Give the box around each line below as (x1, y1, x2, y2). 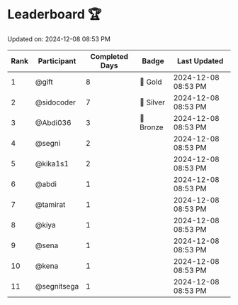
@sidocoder (35, 97, 76, 107)
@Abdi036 (35, 117, 72, 127)
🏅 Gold (139, 77, 162, 87)
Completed (90, 51, 129, 61)
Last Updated (176, 55, 224, 65)
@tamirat (35, 199, 66, 209)
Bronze (139, 122, 164, 132)
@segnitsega (35, 281, 79, 291)
